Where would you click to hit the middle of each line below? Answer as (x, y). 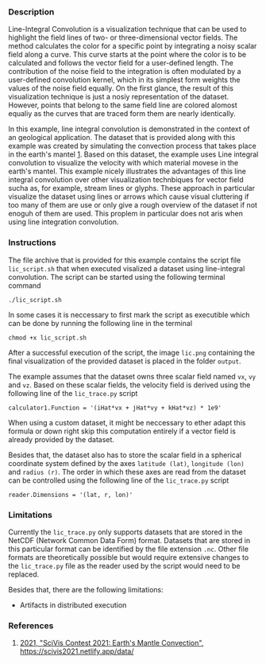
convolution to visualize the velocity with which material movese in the (123, 163)
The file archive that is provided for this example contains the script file (125, 260)
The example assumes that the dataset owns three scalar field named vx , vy (132, 376)
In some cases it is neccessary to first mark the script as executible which (129, 315)
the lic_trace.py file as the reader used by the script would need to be (124, 565)
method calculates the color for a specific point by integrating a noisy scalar (133, 46)
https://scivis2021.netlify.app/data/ (77, 651)
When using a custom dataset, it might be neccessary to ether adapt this (127, 422)
